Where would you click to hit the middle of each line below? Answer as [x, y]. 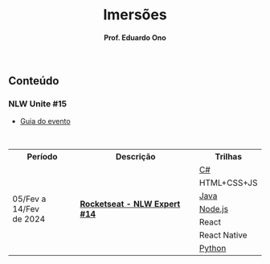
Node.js [214, 209]
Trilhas [229, 157]
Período [42, 157]
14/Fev [26, 209]
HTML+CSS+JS [228, 183]
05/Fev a [29, 199]
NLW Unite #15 [37, 104]
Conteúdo [34, 81]
